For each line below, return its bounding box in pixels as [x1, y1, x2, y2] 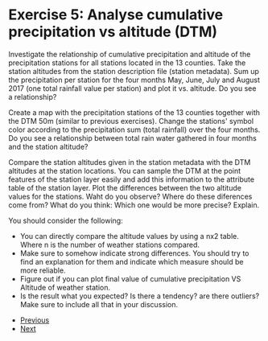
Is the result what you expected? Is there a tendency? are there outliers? [19, 291, 260, 301]
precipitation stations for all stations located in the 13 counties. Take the [8, 58, 246, 68]
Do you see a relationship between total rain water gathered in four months [8, 133, 258, 142]
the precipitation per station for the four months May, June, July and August [8, 75, 260, 84]
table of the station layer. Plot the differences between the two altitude [8, 183, 241, 192]
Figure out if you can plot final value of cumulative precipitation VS [19, 273, 241, 283]
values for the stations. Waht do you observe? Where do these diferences [8, 191, 253, 201]
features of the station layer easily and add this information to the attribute [8, 175, 255, 184]
